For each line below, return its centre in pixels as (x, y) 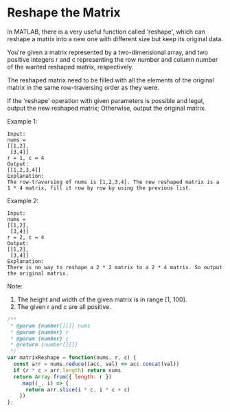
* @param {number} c (39, 339)
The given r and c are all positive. (64, 306)
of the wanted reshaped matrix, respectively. (70, 67)
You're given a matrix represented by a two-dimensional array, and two (107, 52)
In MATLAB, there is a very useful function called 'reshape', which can (106, 32)
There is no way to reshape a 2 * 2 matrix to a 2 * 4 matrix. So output (115, 267)
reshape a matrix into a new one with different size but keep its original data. (115, 38)
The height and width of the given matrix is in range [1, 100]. (102, 299)
